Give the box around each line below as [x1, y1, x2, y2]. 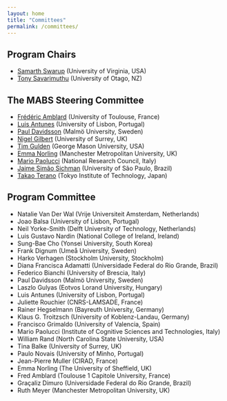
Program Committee [7, 192, 96, 203]
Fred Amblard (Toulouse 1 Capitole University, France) [17, 371, 171, 380]
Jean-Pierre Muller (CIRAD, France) [17, 357, 119, 365]
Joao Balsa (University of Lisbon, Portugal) [17, 217, 139, 225]
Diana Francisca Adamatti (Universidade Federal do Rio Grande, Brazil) [17, 261, 219, 270]
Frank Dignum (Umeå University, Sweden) [17, 246, 137, 254]
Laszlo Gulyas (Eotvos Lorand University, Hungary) [17, 283, 163, 291]
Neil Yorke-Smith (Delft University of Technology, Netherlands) [17, 224, 197, 232]
